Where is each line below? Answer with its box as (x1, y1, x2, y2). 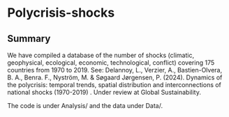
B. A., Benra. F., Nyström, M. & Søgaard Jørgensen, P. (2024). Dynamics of (7, 73, 223, 81)
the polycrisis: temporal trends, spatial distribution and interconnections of (7, 81, 222, 88)
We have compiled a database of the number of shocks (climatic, (7, 51, 194, 59)
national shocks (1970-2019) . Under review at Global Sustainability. (7, 88, 201, 96)
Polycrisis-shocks (7, 5, 115, 21)
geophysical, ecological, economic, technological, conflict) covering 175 (7, 58, 215, 67)
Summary (7, 33, 51, 45)
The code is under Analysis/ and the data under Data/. (7, 102, 163, 109)
